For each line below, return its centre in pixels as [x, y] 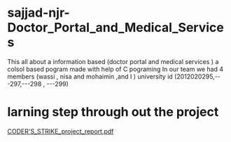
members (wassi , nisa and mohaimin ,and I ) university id [90, 76]
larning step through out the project [113, 112]
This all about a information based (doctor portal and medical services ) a [113, 61]
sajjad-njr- [38, 13]
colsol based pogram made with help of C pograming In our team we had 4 [115, 69]
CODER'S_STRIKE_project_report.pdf [61, 131]
